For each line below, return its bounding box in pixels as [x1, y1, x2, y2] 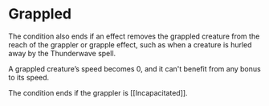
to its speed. [8, 72, 50, 82]
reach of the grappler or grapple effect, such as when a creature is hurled [8, 39, 252, 49]
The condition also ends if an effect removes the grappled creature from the [8, 31, 260, 41]
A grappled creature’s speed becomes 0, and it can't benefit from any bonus [8, 63, 261, 73]
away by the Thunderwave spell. [8, 48, 116, 58]
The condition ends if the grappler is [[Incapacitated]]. [8, 88, 188, 97]
